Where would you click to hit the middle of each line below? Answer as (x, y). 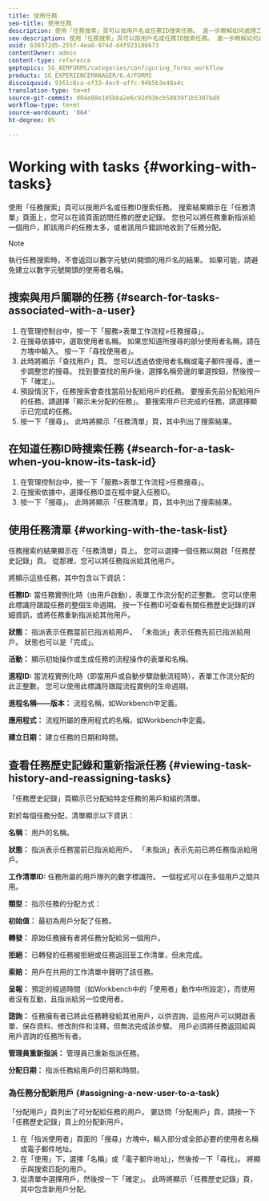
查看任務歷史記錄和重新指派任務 (87, 765)
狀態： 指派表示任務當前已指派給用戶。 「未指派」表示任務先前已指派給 (126, 632)
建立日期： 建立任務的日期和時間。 (65, 737)
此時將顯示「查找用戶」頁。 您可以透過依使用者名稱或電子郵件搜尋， (133, 361)
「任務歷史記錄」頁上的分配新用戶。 (68, 1122)
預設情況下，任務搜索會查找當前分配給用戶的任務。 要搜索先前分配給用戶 (140, 391)
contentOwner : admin (43, 53)
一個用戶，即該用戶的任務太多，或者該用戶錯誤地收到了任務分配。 (117, 227)
